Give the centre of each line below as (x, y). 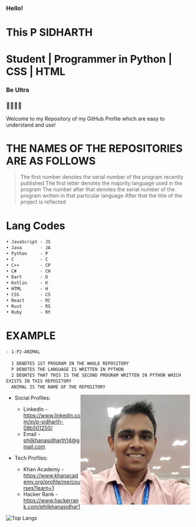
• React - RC (28, 301)
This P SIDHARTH (50, 33)
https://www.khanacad (51, 475)
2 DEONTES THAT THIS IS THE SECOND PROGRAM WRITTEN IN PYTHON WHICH (96, 375)
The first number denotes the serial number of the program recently (102, 177)
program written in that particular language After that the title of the (101, 196)
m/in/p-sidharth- (43, 422)
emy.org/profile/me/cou (52, 482)
